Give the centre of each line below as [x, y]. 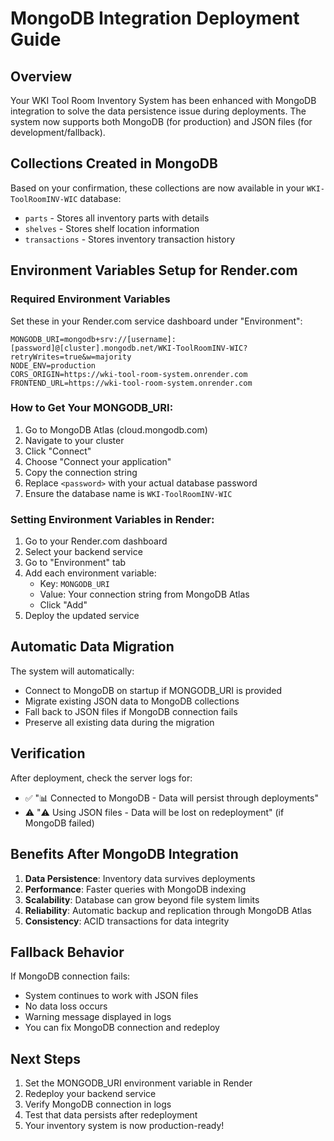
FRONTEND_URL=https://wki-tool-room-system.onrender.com [131, 383]
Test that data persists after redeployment [111, 1115]
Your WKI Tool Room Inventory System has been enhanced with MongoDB [163, 100]
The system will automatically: [72, 671]
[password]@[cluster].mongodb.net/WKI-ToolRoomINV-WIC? [129, 348]
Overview [41, 76]
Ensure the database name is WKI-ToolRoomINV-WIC [128, 493]
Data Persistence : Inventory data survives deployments [140, 878]
